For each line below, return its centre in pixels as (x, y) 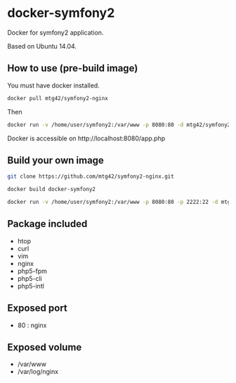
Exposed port (38, 308)
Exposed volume (45, 347)
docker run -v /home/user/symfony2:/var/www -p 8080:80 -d (96, 125)
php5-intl (31, 286)
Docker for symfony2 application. (55, 32)
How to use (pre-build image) (73, 68)
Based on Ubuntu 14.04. (42, 46)
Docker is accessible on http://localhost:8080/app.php (86, 138)
